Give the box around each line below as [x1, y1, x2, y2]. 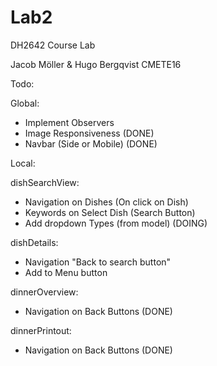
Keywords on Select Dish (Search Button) [24, 206, 196, 218]
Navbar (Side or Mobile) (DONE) [24, 137, 158, 150]
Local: [10, 157, 36, 169]
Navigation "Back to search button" [24, 256, 172, 268]
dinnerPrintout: [10, 324, 72, 336]
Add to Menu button [24, 266, 108, 278]
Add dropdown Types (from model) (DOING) [24, 217, 208, 229]
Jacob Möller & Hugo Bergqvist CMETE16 [10, 58, 182, 70]
